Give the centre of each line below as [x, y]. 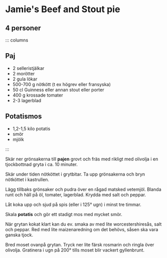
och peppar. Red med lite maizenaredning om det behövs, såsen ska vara [82, 229]
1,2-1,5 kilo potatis [31, 128]
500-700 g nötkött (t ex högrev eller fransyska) [62, 84]
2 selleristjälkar [28, 68]
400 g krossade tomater [38, 95]
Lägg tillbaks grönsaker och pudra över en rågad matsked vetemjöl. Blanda [83, 189]
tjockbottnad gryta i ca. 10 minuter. [41, 164]
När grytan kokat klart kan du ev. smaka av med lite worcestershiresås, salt [83, 224]
